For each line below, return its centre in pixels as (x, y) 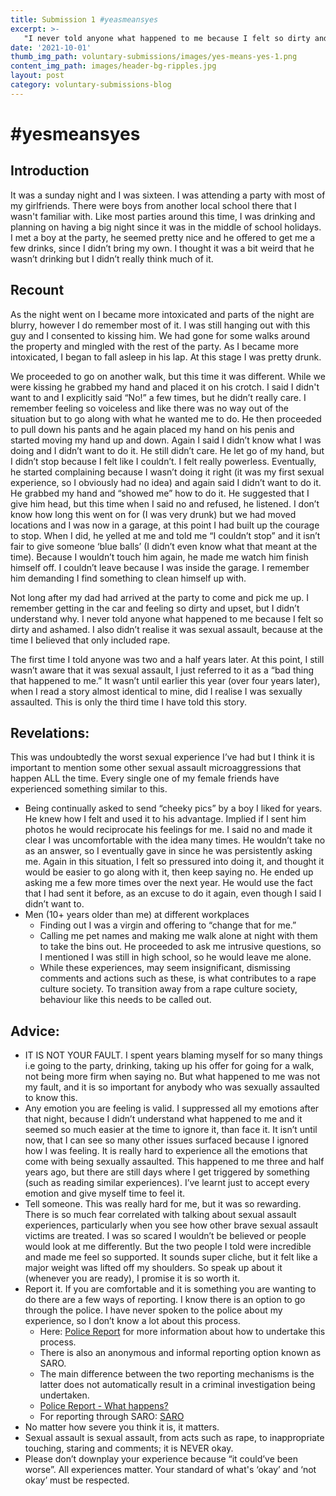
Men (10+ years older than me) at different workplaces (137, 915)
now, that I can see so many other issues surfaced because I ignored (166, 1140)
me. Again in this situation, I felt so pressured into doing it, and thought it (174, 862)
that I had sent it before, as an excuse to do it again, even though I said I (173, 893)
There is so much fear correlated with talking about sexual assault (160, 1215)
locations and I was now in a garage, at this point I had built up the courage (165, 525)
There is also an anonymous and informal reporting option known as (180, 1353)
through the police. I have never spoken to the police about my (153, 1310)
